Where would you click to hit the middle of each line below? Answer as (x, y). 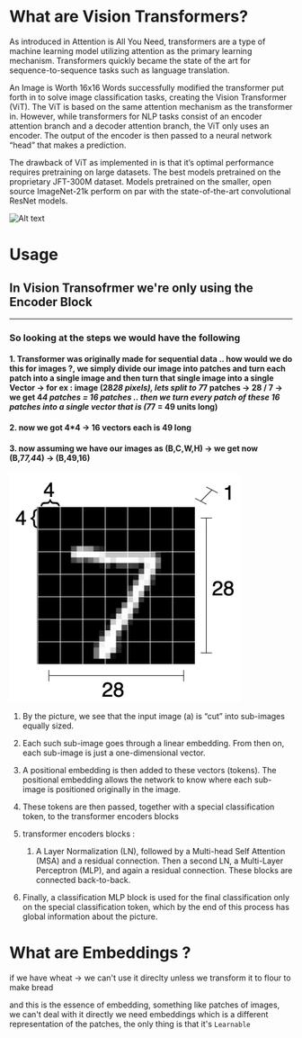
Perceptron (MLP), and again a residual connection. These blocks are (164, 871)
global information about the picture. (90, 916)
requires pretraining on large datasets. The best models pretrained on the (145, 172)
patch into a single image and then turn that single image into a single (142, 378)
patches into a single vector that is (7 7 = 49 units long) (114, 407)
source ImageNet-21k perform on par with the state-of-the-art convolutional (150, 191)
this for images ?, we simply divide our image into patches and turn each (147, 369)
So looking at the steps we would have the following (125, 338)
